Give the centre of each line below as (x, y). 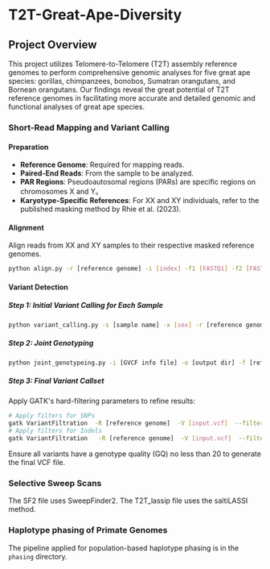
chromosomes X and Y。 (61, 192)
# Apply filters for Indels (55, 431)
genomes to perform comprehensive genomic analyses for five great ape (129, 73)
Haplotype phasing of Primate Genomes (88, 530)
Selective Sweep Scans (55, 483)
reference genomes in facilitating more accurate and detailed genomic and (132, 98)
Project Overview (53, 45)
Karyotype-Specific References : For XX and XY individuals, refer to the (139, 201)
